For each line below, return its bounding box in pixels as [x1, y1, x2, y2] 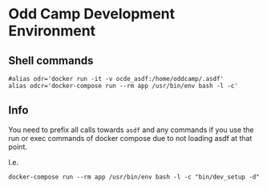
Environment [8, 22, 96, 40]
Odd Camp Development [8, 5, 175, 23]
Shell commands [8, 54, 94, 67]
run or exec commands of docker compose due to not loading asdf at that [8, 133, 253, 143]
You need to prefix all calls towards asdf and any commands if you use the [8, 125, 254, 135]
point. [8, 142, 28, 151]
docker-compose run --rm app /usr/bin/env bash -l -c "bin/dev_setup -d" [8, 173, 261, 181]
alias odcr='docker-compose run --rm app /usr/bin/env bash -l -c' [8, 82, 239, 90]
